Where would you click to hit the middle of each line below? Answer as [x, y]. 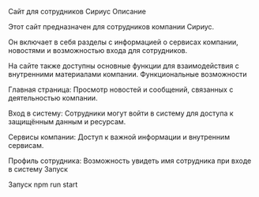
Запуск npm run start [43, 184]
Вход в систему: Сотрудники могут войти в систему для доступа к [121, 113]
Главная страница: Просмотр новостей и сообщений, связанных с [121, 89]
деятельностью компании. [53, 98]
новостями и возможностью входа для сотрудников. [98, 50]
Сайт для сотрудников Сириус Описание [77, 11]
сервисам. [26, 145]
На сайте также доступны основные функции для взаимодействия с [124, 66]
